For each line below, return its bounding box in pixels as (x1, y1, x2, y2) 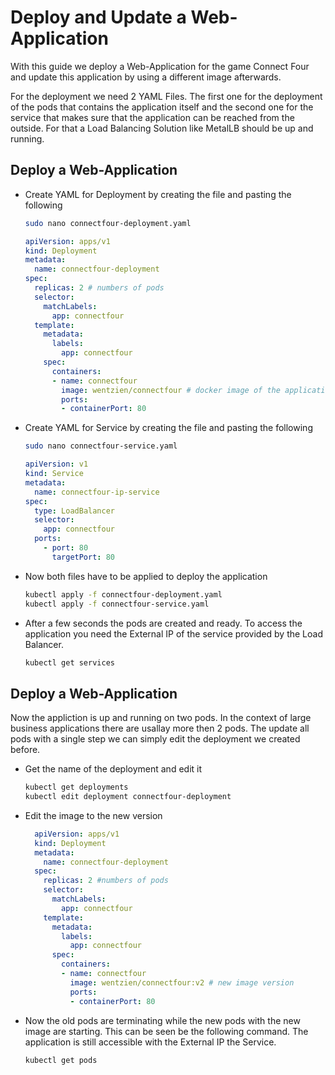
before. (10, 744, 41, 756)
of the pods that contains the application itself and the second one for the (10, 101, 314, 113)
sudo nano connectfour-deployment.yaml (24, 218, 192, 228)
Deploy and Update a (10, 6, 187, 29)
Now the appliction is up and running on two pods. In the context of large (10, 712, 312, 724)
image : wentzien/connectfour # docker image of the (61, 385, 281, 395)
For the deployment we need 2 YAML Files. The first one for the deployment (10, 90, 323, 102)
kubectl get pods (24, 1055, 98, 1065)
